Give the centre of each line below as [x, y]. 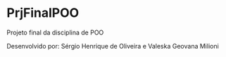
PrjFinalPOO [43, 13]
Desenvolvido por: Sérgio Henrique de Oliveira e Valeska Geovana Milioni [113, 46]
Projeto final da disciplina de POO [55, 32]
